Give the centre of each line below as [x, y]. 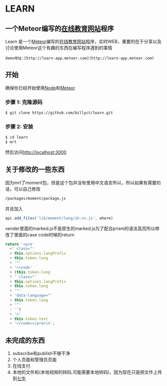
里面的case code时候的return [44, 234]
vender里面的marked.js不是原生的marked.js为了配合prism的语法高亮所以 [80, 228]
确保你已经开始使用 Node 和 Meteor [40, 88]
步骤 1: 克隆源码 [24, 102]
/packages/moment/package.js [36, 198]
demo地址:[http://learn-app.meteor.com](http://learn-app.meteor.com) [80, 58]
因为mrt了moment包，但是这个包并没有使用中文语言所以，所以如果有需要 [81, 182]
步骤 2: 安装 [19, 126]
